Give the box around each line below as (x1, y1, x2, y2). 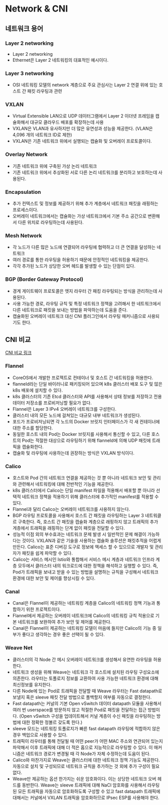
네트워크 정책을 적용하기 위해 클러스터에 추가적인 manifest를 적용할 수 (22, 494, 159, 500)
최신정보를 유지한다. (12, 681, 52, 687)
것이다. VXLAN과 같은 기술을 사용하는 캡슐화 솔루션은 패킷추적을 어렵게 (22, 538, 161, 544)
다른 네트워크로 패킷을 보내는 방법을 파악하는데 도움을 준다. (12, 307, 128, 313)
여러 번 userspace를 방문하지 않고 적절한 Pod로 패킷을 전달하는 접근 (12, 707, 147, 713)
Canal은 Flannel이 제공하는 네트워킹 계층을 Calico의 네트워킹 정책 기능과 (12, 600, 155, 606)
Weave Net (5, 644, 33, 651)
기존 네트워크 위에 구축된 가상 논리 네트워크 (12, 163, 97, 169)
